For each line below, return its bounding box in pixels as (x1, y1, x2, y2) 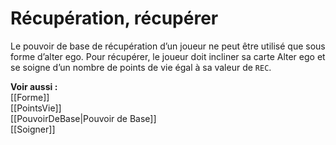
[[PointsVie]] (10, 102, 62, 114)
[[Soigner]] (10, 123, 56, 135)
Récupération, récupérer (10, 7, 219, 30)
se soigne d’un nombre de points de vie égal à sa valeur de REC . (10, 61, 272, 73)
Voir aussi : (10, 80, 58, 92)
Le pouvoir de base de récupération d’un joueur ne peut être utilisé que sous (10, 40, 326, 52)
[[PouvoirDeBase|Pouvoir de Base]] (10, 112, 157, 124)
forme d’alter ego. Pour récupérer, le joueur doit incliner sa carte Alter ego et (10, 50, 326, 62)
